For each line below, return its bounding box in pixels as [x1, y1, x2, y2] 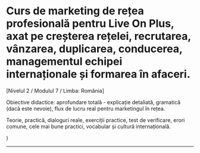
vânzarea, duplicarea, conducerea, [6, 42, 183, 56]
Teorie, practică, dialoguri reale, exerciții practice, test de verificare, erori [6, 116, 185, 123]
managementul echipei [6, 55, 123, 68]
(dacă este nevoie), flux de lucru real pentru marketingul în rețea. [6, 105, 165, 112]
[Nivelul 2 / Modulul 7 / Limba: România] [6, 87, 105, 94]
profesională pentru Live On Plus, [6, 17, 174, 30]
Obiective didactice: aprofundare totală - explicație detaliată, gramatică [6, 98, 181, 105]
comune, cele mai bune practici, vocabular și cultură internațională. [6, 123, 171, 130]
